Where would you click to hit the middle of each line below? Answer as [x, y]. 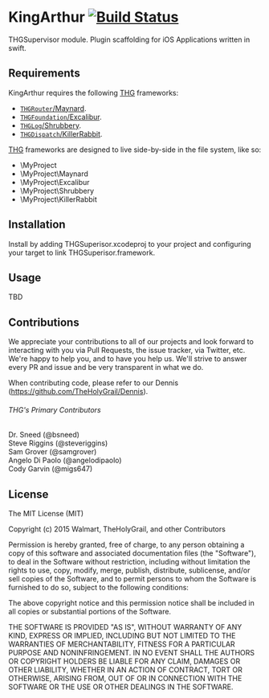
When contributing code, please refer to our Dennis [94, 383]
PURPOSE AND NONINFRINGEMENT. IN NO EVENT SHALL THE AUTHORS [132, 653]
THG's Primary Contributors [55, 409]
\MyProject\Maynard [54, 174]
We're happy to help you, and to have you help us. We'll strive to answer [128, 359]
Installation [37, 225]
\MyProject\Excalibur [55, 182]
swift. [17, 47]
